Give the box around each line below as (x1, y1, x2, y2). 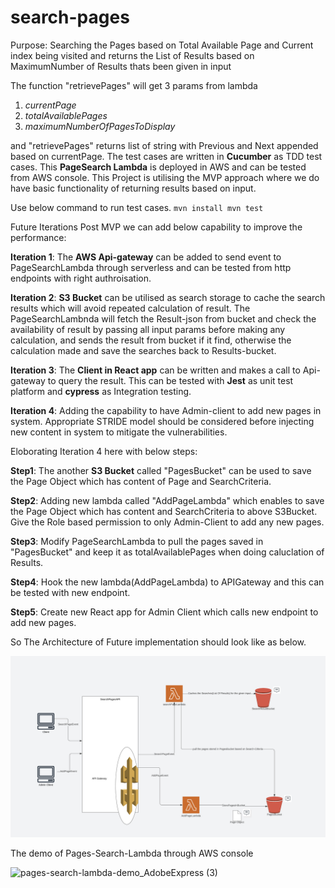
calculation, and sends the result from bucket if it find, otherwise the (10, 334, 292, 346)
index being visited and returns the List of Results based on (10, 49, 255, 61)
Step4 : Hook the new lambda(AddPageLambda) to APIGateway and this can (10, 576, 325, 588)
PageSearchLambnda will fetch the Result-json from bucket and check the (10, 312, 317, 325)
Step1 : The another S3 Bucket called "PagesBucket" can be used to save (10, 464, 312, 476)
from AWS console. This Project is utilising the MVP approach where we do (10, 171, 320, 183)
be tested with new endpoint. (10, 586, 131, 598)
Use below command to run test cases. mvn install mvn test (10, 201, 264, 213)
